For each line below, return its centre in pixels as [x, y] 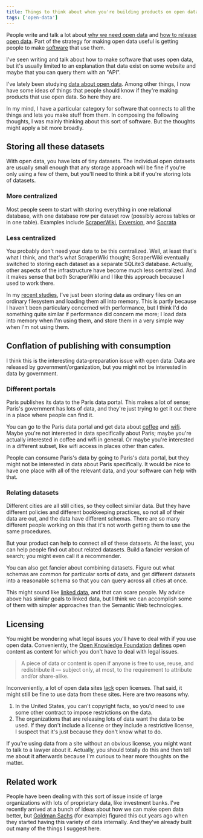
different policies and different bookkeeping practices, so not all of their [95, 512]
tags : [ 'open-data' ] [32, 18]
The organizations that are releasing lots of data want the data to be [99, 719]
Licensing [25, 624]
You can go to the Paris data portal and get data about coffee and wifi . [94, 427]
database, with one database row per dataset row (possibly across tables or [101, 216]
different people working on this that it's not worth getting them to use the [98, 525]
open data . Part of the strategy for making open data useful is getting [92, 41]
